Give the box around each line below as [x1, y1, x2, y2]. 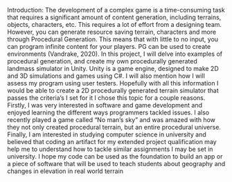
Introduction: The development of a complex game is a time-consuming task [7, 6, 225, 14]
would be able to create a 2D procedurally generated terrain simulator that [7, 86, 220, 94]
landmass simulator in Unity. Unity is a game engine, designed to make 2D [7, 65, 220, 72]
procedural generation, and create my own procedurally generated [7, 57, 197, 65]
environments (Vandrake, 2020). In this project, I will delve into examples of [7, 50, 223, 58]
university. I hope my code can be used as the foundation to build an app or [7, 152, 223, 161]
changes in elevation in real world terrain [7, 167, 123, 175]
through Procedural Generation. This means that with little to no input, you [7, 35, 219, 43]
